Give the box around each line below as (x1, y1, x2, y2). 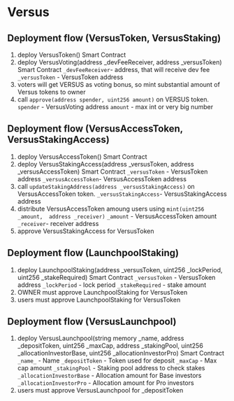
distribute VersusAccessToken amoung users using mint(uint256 (17, 204, 205, 213)
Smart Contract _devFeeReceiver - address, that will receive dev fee (17, 66, 210, 73)
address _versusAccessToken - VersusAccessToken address (17, 174, 187, 183)
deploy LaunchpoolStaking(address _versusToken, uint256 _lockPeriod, (17, 265, 223, 274)
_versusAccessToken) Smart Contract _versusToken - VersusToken (17, 167, 208, 176)
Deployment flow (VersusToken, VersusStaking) (7, 32, 221, 44)
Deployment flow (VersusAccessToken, (7, 123, 183, 135)
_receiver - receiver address (17, 219, 99, 227)
